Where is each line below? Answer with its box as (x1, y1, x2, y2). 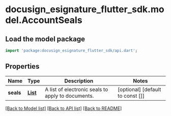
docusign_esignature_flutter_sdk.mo (5, 4, 164, 15)
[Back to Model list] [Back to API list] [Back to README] (5, 105, 122, 111)
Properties (5, 62, 40, 71)
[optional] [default (118, 85, 161, 93)
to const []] (118, 92, 145, 99)
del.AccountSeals (5, 14, 82, 26)
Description (64, 77, 94, 84)
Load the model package (5, 35, 85, 43)
